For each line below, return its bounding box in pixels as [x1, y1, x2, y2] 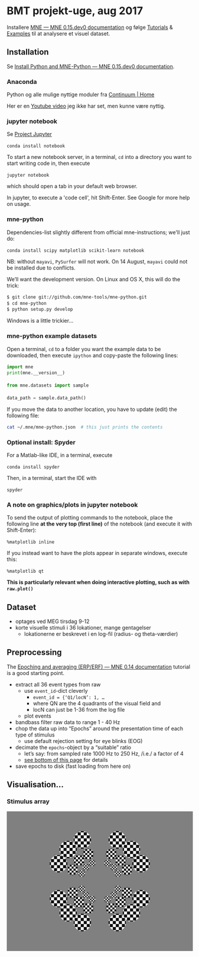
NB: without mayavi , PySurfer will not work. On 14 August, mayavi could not [6, 258, 188, 265]
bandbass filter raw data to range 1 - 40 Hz [15, 718, 120, 725]
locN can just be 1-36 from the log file [32, 706, 125, 713]
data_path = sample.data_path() [6, 395, 86, 401]
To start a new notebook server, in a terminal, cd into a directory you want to [6, 154, 192, 161]
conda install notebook [6, 143, 66, 149]
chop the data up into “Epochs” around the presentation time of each [15, 725, 184, 732]
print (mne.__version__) [6, 370, 66, 376]
